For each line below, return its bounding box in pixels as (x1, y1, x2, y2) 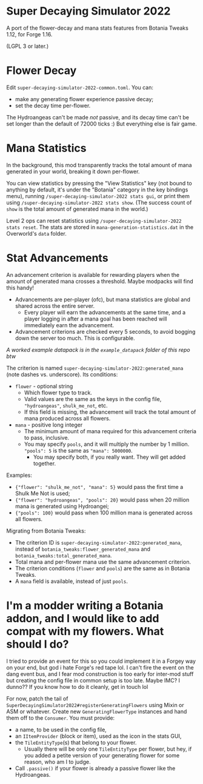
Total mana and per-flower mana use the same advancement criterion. (15, 558, 191, 565)
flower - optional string (15, 382, 73, 390)
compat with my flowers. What (6, 624, 164, 638)
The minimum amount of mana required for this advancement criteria (24, 427, 197, 434)
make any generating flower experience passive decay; (15, 95, 154, 102)
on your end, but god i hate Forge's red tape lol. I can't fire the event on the (6, 663, 194, 671)
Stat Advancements (6, 251, 108, 265)
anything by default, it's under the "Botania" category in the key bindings (6, 186, 188, 193)
